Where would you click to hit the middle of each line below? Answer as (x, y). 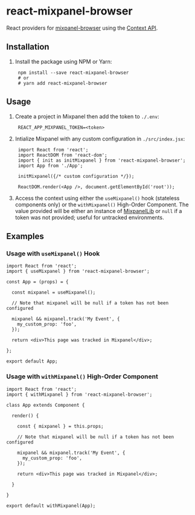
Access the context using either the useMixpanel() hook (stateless (97, 198)
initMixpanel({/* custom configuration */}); (76, 176)
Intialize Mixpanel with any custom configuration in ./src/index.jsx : (100, 139)
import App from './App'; (50, 166)
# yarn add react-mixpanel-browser (62, 83)
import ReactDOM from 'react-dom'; (62, 155)
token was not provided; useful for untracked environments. (89, 217)
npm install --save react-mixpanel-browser (73, 73)
